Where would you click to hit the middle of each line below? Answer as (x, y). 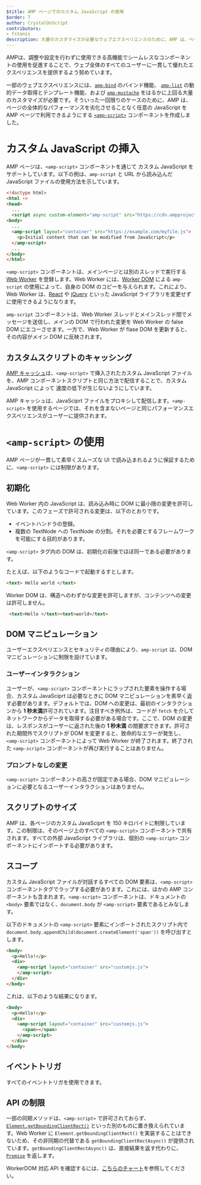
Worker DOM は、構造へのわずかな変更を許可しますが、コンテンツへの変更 (99, 595)
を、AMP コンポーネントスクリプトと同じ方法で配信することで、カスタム (97, 381)
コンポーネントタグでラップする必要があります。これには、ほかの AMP (94, 889)
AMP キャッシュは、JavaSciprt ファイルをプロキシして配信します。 (89, 401)
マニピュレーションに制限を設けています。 (58, 657)
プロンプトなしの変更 (37, 765)
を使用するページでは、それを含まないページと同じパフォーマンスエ (110, 408)
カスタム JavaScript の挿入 (73, 149)
